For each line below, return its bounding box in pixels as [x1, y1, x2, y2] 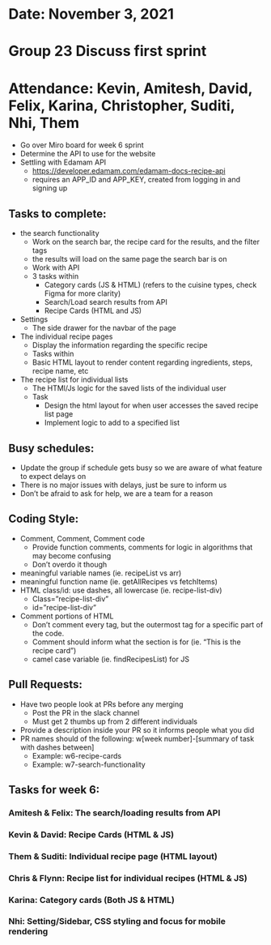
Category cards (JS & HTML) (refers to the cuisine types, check [44, 280, 257, 290]
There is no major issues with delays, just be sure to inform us [19, 480, 227, 490]
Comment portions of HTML [19, 611, 114, 621]
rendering [8, 926, 49, 937]
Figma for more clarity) [44, 289, 121, 298]
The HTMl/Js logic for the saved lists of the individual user [32, 383, 227, 393]
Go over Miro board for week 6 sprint [19, 140, 144, 150]
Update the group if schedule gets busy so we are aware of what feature [19, 463, 263, 472]
